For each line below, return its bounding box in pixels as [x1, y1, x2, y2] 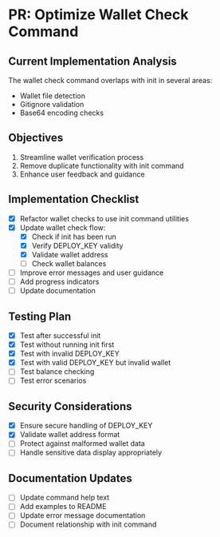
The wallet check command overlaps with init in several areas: [8, 76, 213, 85]
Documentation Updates [8, 471, 133, 485]
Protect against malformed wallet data [19, 439, 145, 448]
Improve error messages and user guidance [19, 268, 164, 277]
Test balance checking [19, 367, 95, 376]
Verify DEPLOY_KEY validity [31, 241, 124, 250]
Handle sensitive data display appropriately [19, 447, 162, 457]
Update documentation [19, 286, 96, 296]
